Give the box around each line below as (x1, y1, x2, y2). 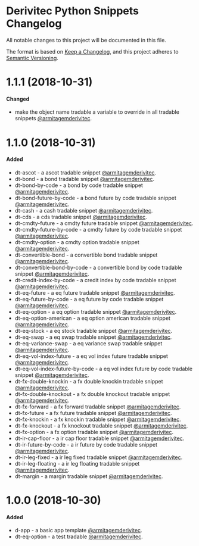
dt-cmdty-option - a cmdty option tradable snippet (14, 238, 140, 245)
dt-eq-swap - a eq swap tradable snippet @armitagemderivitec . (14, 333, 172, 341)
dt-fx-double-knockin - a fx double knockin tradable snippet (14, 377, 163, 385)
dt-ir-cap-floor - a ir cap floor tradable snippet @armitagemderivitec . (14, 435, 185, 442)
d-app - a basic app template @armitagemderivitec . (14, 527, 142, 534)
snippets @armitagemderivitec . (14, 115, 92, 122)
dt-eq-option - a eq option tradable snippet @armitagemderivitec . (14, 308, 177, 315)
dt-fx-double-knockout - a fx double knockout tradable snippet (14, 390, 170, 397)
